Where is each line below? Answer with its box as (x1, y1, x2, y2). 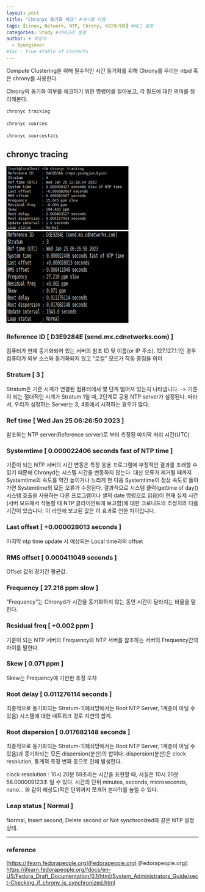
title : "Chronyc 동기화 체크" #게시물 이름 (6, 16, 106, 23)
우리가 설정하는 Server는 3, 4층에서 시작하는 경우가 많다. (14, 400, 150, 408)
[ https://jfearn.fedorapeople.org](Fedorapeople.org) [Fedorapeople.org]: (6, 860, 189, 867)
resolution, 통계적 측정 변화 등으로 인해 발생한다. (6, 758, 123, 765)
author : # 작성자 (6, 36, 47, 42)
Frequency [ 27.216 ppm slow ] (6, 583, 99, 592)
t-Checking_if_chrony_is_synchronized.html (6, 879, 116, 886)
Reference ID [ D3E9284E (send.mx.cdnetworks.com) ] (6, 332, 174, 341)
